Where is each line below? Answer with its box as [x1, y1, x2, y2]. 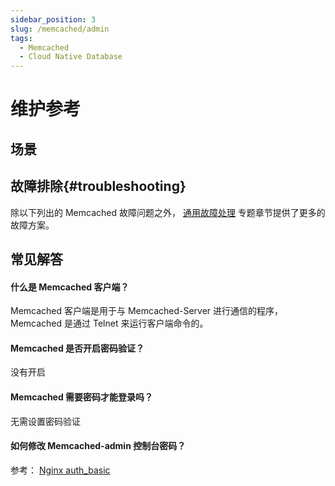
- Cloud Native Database [19, 52, 123, 62]
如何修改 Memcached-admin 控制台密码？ [10, 440, 187, 452]
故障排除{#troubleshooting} [10, 178, 187, 195]
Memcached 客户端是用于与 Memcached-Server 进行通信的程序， [10, 305, 284, 317]
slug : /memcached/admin [10, 24, 110, 34]
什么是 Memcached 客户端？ [10, 281, 130, 293]
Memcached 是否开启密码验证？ [10, 342, 145, 354]
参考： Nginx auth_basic [10, 464, 111, 476]
